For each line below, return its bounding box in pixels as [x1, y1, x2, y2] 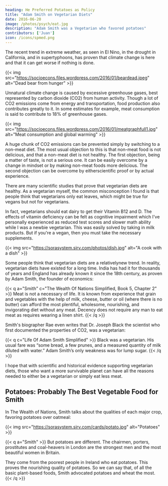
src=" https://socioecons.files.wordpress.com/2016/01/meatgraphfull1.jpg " [5, 126, 158, 132]
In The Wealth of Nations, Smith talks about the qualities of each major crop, [5, 409, 162, 415]
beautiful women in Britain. [5, 449, 60, 455]
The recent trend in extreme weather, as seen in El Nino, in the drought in [5, 49, 156, 55]
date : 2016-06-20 [5, 17, 41, 22]
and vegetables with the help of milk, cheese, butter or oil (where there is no [5, 296, 162, 302]
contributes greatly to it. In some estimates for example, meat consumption [5, 106, 160, 112]
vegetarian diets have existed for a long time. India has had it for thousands [5, 265, 160, 271]
